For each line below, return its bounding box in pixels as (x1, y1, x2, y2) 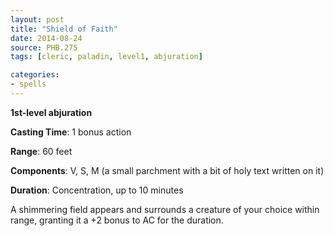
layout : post (10, 14, 65, 25)
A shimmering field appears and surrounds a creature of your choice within (10, 203, 320, 215)
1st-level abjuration (10, 106, 93, 118)
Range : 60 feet (10, 145, 73, 157)
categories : (10, 70, 60, 80)
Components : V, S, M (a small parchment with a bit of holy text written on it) (10, 164, 325, 176)
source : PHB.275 (10, 42, 78, 53)
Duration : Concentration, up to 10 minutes (10, 184, 184, 196)
